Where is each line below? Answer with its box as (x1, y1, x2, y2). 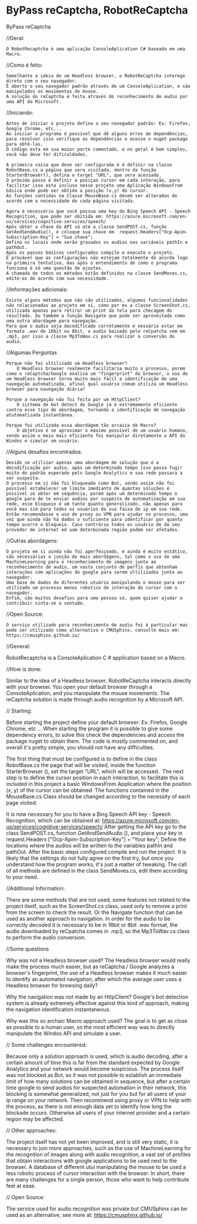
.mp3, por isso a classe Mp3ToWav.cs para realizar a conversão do (6, 333, 175, 340)
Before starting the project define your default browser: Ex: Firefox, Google (6, 719, 188, 726)
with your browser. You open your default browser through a (6, 683, 153, 690)
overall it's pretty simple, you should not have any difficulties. (6, 743, 155, 750)
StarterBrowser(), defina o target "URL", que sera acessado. (6, 172, 162, 178)
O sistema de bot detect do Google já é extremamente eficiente (16, 402, 178, 407)
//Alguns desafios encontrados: (6, 448, 82, 455)
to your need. (6, 873, 39, 880)
